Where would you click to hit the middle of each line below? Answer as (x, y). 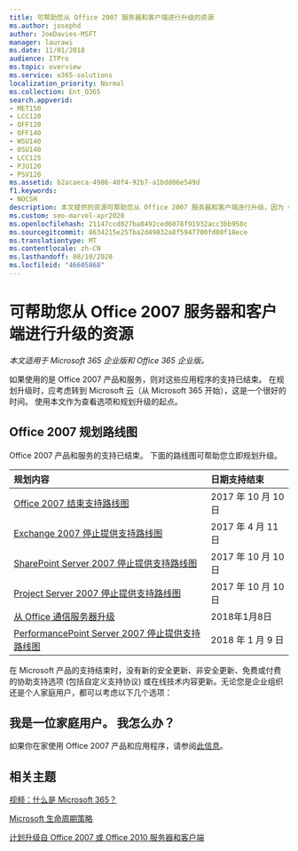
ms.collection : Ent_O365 (55, 91)
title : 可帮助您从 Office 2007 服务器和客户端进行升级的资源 (112, 17)
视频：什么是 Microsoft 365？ (63, 799)
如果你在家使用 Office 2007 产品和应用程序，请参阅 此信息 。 (118, 746)
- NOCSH (24, 199)
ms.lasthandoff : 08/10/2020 (61, 257)
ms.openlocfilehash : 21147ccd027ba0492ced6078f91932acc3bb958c (129, 224)
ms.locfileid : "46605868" (57, 266)
